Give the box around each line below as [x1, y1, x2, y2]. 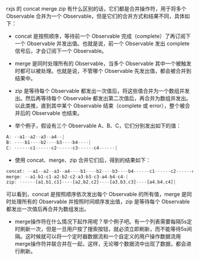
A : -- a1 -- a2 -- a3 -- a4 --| [6, 134, 65, 140]
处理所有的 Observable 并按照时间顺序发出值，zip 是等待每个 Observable [11, 198, 190, 206]
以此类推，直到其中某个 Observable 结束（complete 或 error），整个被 [14, 102, 185, 109]
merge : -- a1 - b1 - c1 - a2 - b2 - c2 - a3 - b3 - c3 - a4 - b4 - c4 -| [6, 174, 129, 179]
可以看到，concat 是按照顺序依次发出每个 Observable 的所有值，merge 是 [6, 191, 187, 198]
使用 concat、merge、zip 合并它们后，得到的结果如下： [14, 156, 151, 163]
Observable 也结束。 [31, 110, 83, 117]
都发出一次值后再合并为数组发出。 [6, 206, 89, 213]
